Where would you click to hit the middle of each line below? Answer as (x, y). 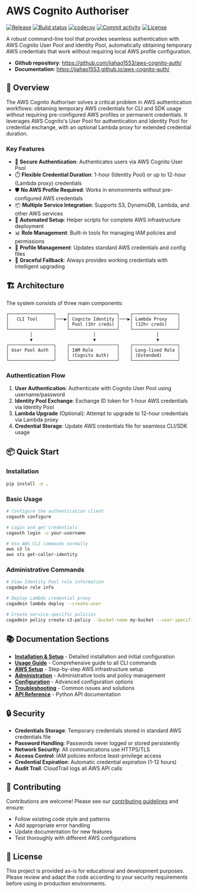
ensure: (15, 808)
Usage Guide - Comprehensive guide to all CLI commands (85, 663)
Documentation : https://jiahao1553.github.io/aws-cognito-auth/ (92, 69)
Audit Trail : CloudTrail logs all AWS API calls (68, 769)
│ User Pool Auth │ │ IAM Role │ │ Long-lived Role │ (93, 350)
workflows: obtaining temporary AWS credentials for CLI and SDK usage (94, 108)
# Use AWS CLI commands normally (47, 544)
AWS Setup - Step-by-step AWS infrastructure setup (79, 669)
